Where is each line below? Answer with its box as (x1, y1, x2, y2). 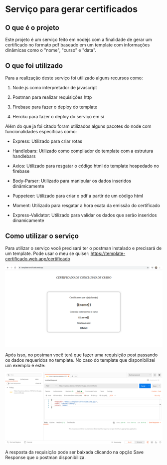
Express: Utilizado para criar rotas (12, 138, 82, 144)
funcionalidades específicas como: (5, 128, 77, 134)
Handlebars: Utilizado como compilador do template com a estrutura (12, 148, 154, 154)
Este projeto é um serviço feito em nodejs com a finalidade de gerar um (5, 36, 152, 42)
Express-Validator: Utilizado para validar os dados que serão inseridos (12, 212, 157, 218)
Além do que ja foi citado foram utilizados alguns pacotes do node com (5, 123, 152, 129)
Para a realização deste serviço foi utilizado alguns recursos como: (5, 75, 143, 81)
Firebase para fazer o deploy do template (12, 104, 98, 110)
